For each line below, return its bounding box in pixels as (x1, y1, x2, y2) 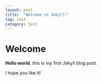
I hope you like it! (5, 70, 41, 76)
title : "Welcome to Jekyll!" (5, 12, 70, 17)
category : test (5, 21, 38, 27)
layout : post (5, 7, 33, 13)
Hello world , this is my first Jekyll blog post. (5, 60, 97, 66)
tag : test (5, 17, 26, 22)
